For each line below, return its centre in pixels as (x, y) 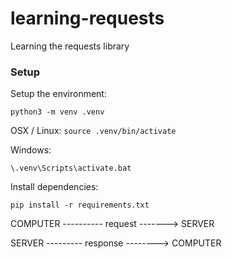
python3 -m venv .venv (57, 112)
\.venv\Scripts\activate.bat (71, 168)
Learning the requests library (70, 46)
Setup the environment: (58, 94)
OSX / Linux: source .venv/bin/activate (93, 131)
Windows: (31, 150)
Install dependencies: (54, 187)
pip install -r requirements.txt (80, 205)
